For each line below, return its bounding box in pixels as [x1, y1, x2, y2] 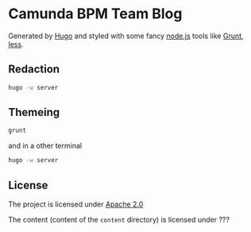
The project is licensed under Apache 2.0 [8, 199, 144, 209]
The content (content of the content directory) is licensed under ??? [8, 215, 230, 224]
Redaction [8, 63, 60, 76]
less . [8, 39, 24, 48]
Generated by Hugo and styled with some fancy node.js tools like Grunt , [8, 31, 244, 41]
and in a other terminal [8, 141, 82, 151]
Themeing [8, 106, 60, 119]
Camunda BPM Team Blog [8, 5, 183, 23]
